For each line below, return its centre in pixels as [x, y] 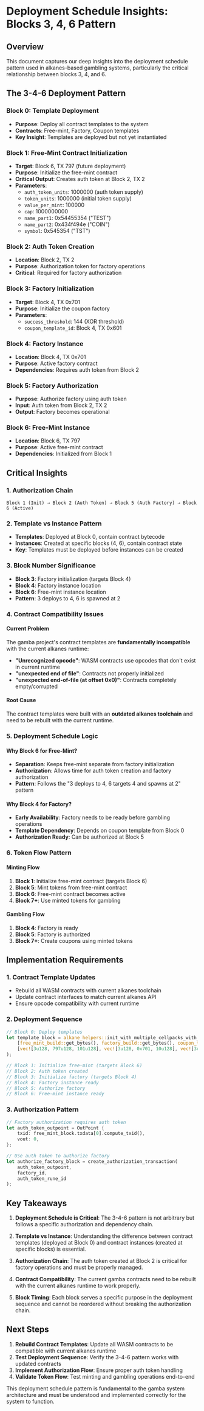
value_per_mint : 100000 [54, 205]
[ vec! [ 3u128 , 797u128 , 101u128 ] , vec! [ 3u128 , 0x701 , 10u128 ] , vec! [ [106, 1049]
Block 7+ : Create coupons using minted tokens [74, 940]
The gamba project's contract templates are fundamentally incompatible [98, 642]
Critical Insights [37, 473]
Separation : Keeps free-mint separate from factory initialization [95, 764]
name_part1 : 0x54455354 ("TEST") [67, 218]
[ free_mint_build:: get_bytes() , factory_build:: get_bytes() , [96, 1043]
